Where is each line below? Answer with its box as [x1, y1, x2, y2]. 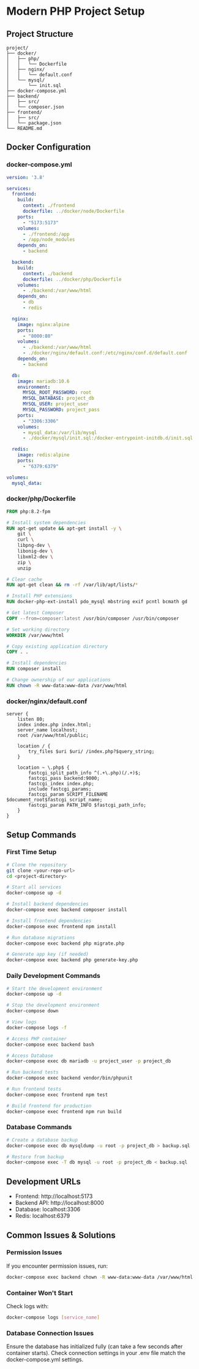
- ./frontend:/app [22, 231, 70, 237]
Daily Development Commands [6, 972, 101, 980]
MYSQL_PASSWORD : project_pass [22, 406, 100, 413]
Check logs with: [6, 1302, 49, 1310]
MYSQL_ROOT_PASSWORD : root [22, 389, 92, 396]
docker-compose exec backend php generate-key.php [6, 957, 138, 963]
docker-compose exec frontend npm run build [6, 1108, 122, 1115]
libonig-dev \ [17, 548, 53, 554]
